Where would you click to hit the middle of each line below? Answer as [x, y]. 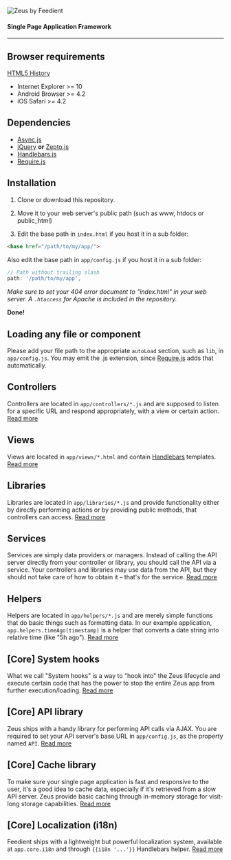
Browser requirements [56, 56]
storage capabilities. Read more [66, 803]
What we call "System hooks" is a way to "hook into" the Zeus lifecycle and [114, 675]
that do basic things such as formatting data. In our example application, [109, 623]
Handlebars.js [37, 154]
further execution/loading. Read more [60, 690]
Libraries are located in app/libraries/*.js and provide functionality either [113, 502]
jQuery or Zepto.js [43, 147]
